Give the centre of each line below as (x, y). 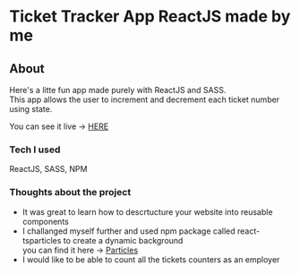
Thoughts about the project (70, 193)
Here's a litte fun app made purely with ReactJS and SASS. (118, 90)
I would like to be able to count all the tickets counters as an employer (151, 259)
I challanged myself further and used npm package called (129, 231)
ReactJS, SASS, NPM (48, 169)
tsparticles (42, 240)
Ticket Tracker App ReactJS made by (150, 17)
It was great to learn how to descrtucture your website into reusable (147, 211)
